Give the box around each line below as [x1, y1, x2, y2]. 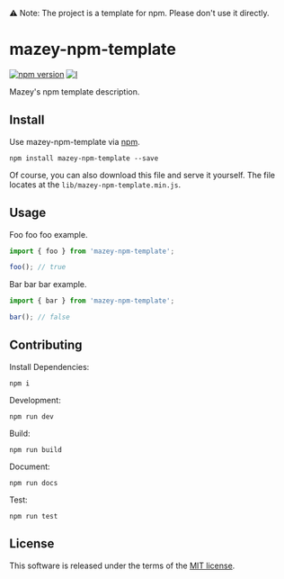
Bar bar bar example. [9, 279, 87, 290]
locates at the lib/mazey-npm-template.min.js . [9, 179, 182, 190]
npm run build [9, 445, 63, 454]
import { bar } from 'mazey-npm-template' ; [9, 296, 175, 305]
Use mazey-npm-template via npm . [9, 136, 141, 147]
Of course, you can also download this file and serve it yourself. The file [9, 169, 276, 180]
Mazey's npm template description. [9, 86, 140, 97]
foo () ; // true [9, 263, 67, 272]
